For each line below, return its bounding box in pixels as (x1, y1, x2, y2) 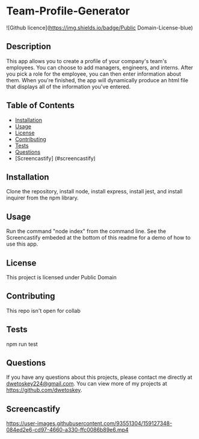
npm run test (6, 341, 38, 348)
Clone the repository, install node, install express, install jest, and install (6, 188, 183, 195)
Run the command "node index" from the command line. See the (6, 228, 167, 235)
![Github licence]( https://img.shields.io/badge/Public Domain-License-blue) (6, 24, 194, 31)
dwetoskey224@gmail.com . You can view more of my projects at (6, 380, 167, 387)
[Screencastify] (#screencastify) (14, 154, 96, 162)
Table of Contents (6, 100, 75, 111)
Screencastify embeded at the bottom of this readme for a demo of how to (6, 234, 191, 241)
